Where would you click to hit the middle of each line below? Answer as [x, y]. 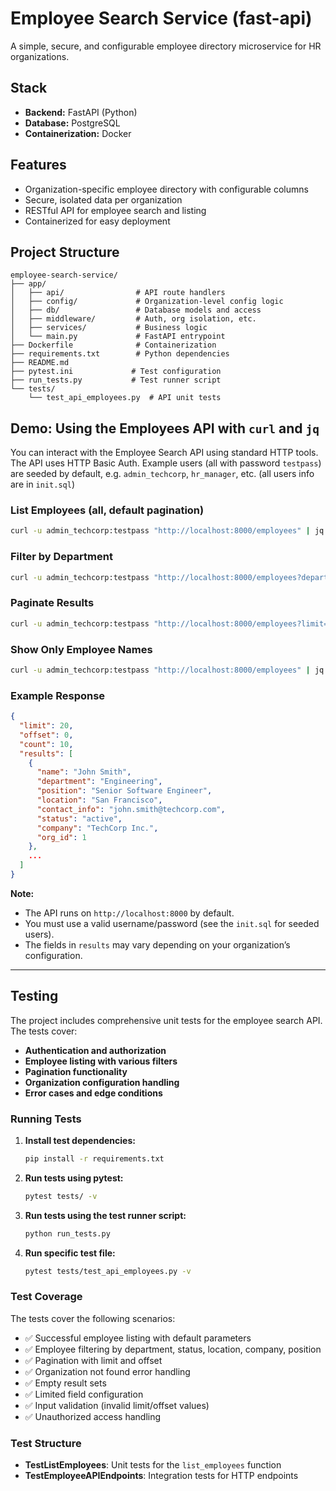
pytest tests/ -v [61, 1196]
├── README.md [40, 363]
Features [38, 165]
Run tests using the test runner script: [105, 1215]
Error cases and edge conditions [93, 1093]
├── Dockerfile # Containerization [113, 345]
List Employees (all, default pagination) [107, 510]
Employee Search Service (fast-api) [161, 18]
